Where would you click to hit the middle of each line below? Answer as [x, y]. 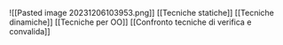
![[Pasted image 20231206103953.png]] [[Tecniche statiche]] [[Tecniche [142, 13]
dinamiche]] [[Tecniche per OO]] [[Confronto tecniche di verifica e [130, 22]
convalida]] [30, 31]
